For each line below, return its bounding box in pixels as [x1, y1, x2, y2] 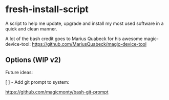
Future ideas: [5, 69, 33, 75]
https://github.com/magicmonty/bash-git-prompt [5, 89, 109, 95]
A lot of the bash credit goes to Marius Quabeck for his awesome [5, 36, 143, 42]
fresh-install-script [5, 4, 89, 15]
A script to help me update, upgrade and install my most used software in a [5, 20, 164, 26]
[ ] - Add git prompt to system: [5, 79, 70, 85]
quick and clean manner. [5, 25, 57, 31]
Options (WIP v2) [5, 56, 61, 64]
